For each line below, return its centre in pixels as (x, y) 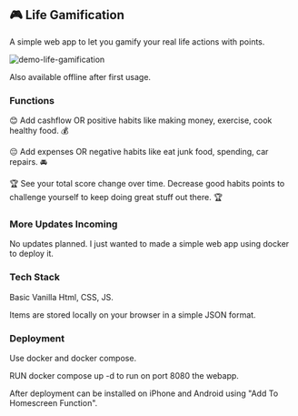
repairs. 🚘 (29, 162)
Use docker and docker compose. (73, 358)
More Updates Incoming (64, 224)
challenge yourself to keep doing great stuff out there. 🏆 (116, 198)
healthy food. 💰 (39, 131)
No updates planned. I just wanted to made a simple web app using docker (149, 244)
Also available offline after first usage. (80, 76)
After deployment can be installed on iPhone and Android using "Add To (144, 393)
